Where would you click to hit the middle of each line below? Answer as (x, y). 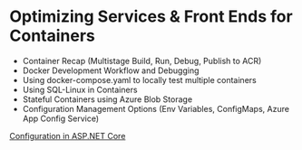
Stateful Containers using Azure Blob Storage (107, 99)
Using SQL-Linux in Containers (80, 89)
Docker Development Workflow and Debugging (111, 70)
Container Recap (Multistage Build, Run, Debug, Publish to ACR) (142, 61)
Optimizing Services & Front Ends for (151, 17)
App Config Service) (61, 118)
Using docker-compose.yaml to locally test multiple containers (139, 80)
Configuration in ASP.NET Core (68, 136)
